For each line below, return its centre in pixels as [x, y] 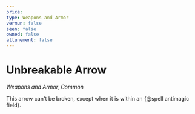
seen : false [21, 29]
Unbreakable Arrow [57, 70]
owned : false [23, 35]
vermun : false [24, 23]
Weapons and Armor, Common [45, 87]
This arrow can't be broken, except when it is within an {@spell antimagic [98, 98]
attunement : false [29, 40]
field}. [14, 105]
